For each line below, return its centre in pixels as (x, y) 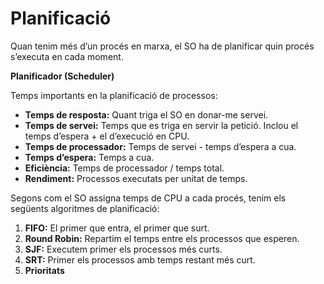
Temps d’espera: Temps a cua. (89, 157)
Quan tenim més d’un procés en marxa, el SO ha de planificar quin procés (162, 46)
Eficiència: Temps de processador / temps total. (124, 168)
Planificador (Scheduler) (62, 76)
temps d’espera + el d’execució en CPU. (107, 136)
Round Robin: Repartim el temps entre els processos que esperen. (162, 238)
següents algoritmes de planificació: (85, 208)
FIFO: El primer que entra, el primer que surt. (117, 228)
